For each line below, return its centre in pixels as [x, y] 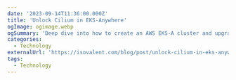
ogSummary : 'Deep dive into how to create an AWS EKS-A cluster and [110, 33]
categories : [25, 40]
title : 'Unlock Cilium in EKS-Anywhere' [67, 20]
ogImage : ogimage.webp [40, 26]
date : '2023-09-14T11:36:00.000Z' [58, 14]
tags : [15, 59]
